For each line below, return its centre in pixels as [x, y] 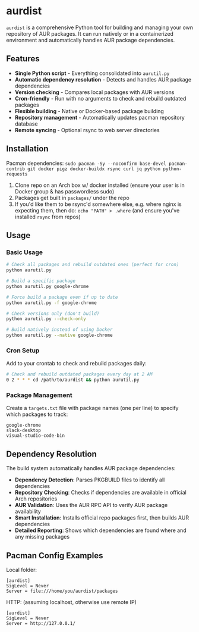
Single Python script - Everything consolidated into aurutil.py [92, 73]
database [26, 124]
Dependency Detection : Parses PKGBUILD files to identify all [90, 480]
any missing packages [42, 537]
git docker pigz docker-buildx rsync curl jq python [94, 169]
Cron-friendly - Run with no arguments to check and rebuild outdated [100, 98]
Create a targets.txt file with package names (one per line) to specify [92, 408]
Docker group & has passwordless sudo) [64, 191]
